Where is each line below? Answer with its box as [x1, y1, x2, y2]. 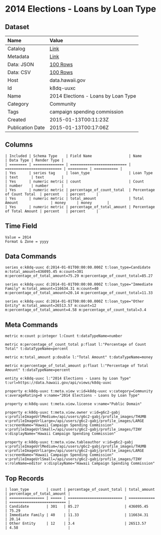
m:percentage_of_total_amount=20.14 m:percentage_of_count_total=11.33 [5, 290, 153, 296]
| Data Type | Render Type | [5, 158, 64, 163]
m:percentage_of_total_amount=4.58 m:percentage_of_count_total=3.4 [5, 307, 146, 313]
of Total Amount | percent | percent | [5, 209, 98, 214]
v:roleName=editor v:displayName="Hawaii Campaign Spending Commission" [5, 461, 155, 466]
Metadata [7, 53, 30, 60]
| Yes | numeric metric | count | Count [5, 179, 145, 184]
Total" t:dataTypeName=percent [5, 346, 68, 351]
